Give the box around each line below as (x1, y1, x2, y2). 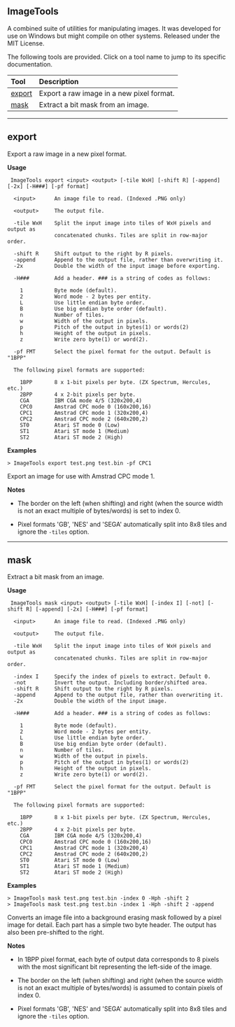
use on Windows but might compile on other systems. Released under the (7, 31, 220, 40)
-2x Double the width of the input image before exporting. (13, 262, 220, 269)
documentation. (7, 59, 53, 69)
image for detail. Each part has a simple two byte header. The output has (7, 921, 217, 929)
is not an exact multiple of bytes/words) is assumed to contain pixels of (17, 984, 223, 992)
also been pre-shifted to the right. (7, 928, 105, 937)
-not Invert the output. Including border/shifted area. (13, 679, 208, 686)
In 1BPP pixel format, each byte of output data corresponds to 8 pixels (17, 955, 220, 964)
